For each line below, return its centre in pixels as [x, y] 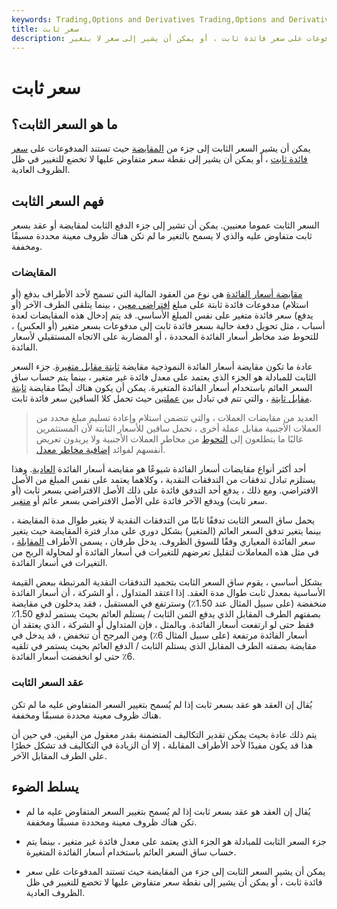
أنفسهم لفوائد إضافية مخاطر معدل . [100, 450]
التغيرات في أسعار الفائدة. [59, 563]
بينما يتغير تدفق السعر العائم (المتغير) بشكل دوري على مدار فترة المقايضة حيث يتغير [166, 531]
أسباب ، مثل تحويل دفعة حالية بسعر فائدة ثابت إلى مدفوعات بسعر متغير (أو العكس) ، [168, 326]
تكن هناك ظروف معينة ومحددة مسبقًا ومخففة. [111, 822]
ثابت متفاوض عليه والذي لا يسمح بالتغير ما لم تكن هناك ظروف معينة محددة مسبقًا [162, 236]
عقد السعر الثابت [47, 683]
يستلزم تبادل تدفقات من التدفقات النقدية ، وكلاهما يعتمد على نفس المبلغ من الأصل [163, 480]
